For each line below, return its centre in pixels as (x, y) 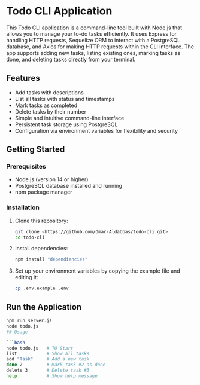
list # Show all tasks (48, 354)
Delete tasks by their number (51, 111)
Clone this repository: (41, 221)
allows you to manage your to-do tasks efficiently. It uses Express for (92, 33)
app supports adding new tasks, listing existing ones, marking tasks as (93, 53)
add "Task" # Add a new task (48, 359)
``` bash (16, 343)
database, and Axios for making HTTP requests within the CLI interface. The (100, 47)
